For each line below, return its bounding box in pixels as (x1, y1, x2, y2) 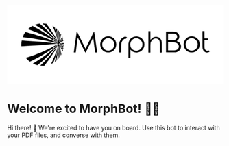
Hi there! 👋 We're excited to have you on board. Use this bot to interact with (7, 123, 221, 132)
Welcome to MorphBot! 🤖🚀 (7, 101, 160, 117)
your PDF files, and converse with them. (7, 131, 120, 139)
